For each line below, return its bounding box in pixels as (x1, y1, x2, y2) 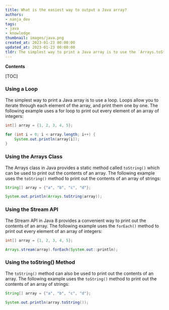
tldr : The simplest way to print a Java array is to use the (5, 49, 136, 54)
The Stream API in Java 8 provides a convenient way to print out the (5, 217, 146, 223)
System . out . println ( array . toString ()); (5, 300, 89, 305)
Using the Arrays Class (5, 153, 63, 160)
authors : (5, 12, 24, 17)
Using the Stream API (5, 206, 59, 213)
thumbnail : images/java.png (5, 36, 64, 41)
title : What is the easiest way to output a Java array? (5, 7, 127, 13)
